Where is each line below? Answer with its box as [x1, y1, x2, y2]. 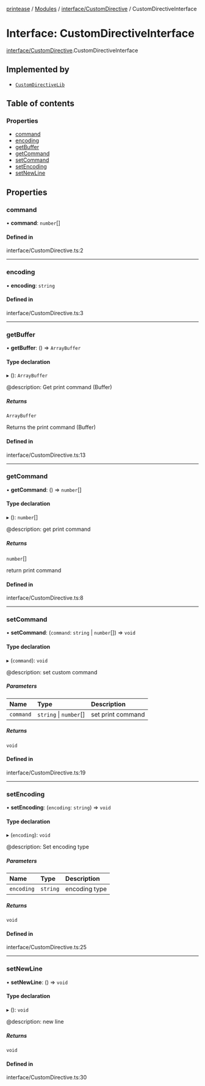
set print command [90, 710, 145, 718]
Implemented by [6, 64, 70, 75]
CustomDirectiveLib [15, 82, 65, 88]
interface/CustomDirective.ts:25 [6, 944, 87, 951]
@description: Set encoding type [6, 843, 90, 851]
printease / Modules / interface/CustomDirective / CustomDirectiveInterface [6, 5, 197, 12]
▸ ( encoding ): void [6, 831, 51, 839]
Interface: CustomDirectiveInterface [6, 27, 195, 40]
